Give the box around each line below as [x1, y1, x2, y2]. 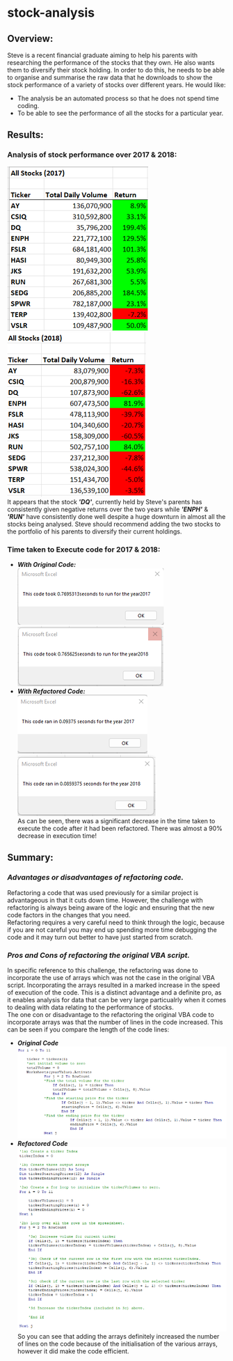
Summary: [7, 852, 54, 864]
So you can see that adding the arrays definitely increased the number [17, 1332, 220, 1341]
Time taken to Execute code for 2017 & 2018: [7, 545, 161, 554]
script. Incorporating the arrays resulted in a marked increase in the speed [7, 981, 220, 989]
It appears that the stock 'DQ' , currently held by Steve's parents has [7, 497, 202, 506]
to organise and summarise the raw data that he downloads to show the [7, 73, 213, 81]
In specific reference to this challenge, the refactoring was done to [7, 966, 198, 974]
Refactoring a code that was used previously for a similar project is [7, 888, 199, 896]
